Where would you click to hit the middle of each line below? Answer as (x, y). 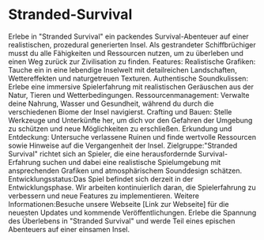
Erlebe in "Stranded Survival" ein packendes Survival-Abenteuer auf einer (128, 36)
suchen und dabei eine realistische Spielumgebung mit (132, 162)
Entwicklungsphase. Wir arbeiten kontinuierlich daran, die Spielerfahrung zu (132, 187)
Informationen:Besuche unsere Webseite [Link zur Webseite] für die (119, 204)
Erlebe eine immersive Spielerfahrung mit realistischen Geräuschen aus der (131, 86)
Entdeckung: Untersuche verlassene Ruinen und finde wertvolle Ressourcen (132, 137)
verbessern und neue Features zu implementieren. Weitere (104, 196)
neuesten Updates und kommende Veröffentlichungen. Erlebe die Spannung (132, 212)
